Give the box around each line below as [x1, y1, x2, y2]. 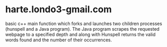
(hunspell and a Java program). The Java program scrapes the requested [5, 26, 160, 32]
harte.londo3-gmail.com [5, 4, 112, 15]
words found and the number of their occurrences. [5, 37, 112, 43]
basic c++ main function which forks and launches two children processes [5, 20, 162, 27]
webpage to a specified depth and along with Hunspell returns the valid [5, 31, 156, 37]
